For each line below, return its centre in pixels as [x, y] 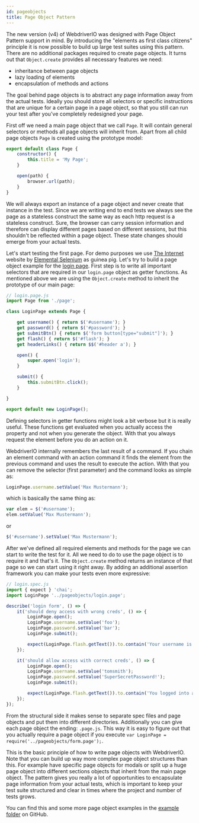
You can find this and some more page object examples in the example [93, 808]
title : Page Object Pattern [41, 17]
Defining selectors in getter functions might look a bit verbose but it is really [99, 420]
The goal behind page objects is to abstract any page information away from [99, 95]
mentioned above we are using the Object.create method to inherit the [92, 278]
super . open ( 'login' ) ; [54, 361]
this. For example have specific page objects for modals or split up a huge [96, 765]
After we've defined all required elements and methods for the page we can [98, 548]
